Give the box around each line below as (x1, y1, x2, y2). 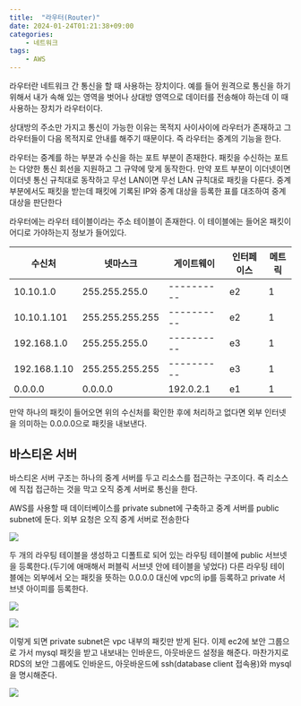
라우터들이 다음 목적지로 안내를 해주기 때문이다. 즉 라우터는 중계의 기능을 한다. (9, 133, 282, 143)
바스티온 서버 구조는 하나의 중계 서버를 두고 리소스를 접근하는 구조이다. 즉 (9, 472, 265, 483)
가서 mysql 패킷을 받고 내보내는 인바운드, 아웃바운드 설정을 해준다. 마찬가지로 (18, 647, 289, 658)
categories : (9, 30, 54, 39)
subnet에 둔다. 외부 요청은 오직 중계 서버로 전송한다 (9, 513, 190, 524)
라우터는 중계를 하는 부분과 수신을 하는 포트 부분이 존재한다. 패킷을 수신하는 (9, 152, 272, 162)
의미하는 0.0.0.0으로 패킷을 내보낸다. (18, 418, 148, 428)
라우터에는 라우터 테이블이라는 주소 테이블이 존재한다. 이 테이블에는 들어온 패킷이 (9, 216, 292, 227)
